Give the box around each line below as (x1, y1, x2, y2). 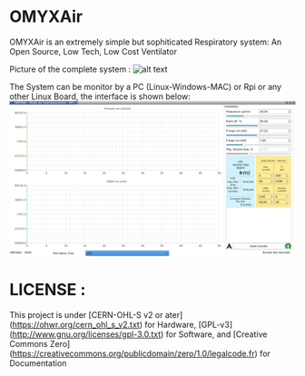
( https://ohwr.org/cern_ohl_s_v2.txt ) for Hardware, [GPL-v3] (9, 319, 233, 330)
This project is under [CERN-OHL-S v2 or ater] (9, 309, 183, 320)
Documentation (9, 357, 67, 369)
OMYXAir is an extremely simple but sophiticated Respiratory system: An (9, 36, 282, 47)
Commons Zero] (9, 338, 71, 349)
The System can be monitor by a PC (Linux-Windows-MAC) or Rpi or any (9, 81, 282, 92)
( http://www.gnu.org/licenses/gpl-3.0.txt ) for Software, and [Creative (9, 329, 268, 340)
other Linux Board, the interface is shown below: (9, 91, 191, 102)
